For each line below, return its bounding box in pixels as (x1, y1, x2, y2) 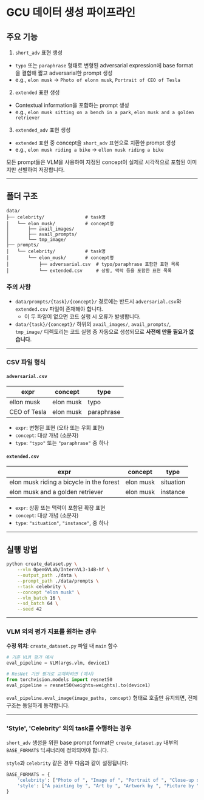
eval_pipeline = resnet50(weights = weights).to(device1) (6, 682, 151, 688)
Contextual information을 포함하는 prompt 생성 (15, 101, 129, 109)
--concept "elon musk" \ (17, 589, 80, 595)
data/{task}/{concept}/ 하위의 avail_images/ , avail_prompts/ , (15, 320, 171, 328)
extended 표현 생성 (15, 89, 60, 96)
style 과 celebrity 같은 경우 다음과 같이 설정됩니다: (6, 759, 129, 767)
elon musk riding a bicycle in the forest (9, 478, 120, 486)
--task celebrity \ (17, 583, 67, 589)
